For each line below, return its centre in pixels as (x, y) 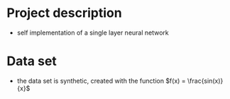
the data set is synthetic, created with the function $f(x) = (101, 81)
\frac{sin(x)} (205, 81)
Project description (64, 13)
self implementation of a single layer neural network (93, 33)
